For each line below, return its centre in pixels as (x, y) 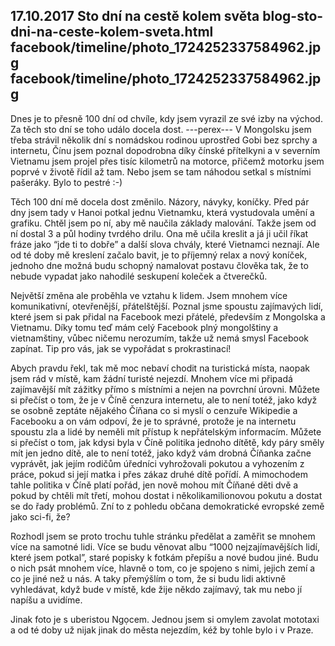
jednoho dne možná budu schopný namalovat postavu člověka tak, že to (159, 265)
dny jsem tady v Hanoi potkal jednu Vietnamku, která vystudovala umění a (162, 212)
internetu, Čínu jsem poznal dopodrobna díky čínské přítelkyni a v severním (165, 150)
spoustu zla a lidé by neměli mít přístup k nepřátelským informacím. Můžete (166, 431)
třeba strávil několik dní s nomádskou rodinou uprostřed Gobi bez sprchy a (164, 140)
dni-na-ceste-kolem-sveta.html (112, 32)
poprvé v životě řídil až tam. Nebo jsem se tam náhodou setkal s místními (161, 171)
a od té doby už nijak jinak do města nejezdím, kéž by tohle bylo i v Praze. (162, 630)
